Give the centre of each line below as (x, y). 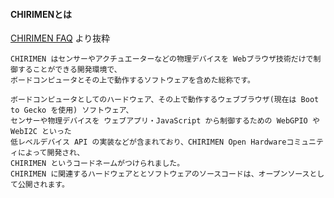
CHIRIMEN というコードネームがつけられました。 (97, 164)
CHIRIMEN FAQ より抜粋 (60, 38)
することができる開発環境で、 (69, 70)
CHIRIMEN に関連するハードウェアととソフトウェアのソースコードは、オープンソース (160, 174)
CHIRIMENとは (41, 14)
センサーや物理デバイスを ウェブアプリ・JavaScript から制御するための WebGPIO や (165, 121)
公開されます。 (43, 185)
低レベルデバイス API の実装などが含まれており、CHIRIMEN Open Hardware (148, 142)
